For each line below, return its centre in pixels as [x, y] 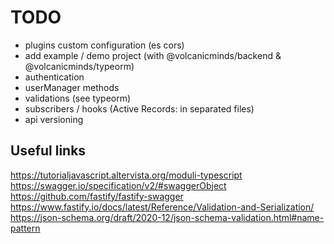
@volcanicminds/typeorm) [79, 66]
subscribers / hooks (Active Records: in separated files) [139, 108]
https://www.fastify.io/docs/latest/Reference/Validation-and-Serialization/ [162, 207]
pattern [25, 228]
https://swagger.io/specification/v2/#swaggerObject [118, 185]
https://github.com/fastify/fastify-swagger [97, 196]
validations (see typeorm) [78, 98]
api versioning [54, 119]
